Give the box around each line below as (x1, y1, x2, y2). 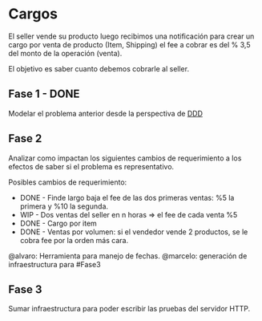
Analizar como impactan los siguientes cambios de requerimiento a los (8, 153, 242, 163)
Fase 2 (8, 132, 42, 145)
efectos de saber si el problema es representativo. (8, 161, 175, 171)
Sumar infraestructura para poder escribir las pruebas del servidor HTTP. (8, 304, 251, 314)
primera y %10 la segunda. (19, 201, 109, 211)
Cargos (8, 5, 58, 23)
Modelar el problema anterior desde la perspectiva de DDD (8, 108, 203, 118)
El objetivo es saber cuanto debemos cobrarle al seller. (8, 63, 190, 73)
